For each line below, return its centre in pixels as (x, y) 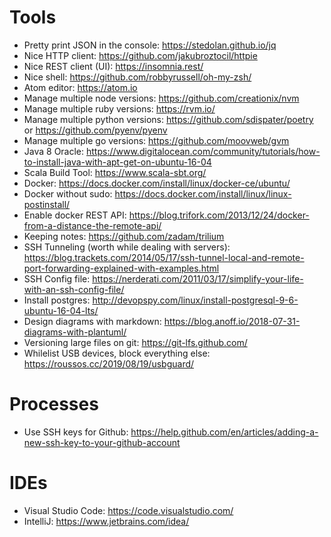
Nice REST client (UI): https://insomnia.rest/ (113, 66)
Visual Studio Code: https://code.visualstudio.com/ (128, 510)
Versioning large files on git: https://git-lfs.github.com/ (135, 342)
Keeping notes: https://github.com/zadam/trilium (124, 236)
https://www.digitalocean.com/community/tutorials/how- (203, 151)
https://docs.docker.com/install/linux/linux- (203, 193)
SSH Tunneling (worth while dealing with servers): (127, 247)
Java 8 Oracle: (54, 151)
